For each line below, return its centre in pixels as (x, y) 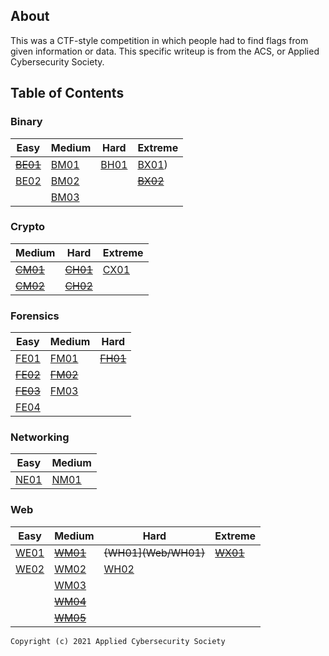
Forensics (35, 316)
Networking (40, 437)
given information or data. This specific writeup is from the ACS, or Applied (165, 51)
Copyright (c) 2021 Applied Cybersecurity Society (118, 641)
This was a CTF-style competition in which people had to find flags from (159, 40)
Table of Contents (67, 93)
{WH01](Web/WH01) (154, 552)
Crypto (28, 227)
